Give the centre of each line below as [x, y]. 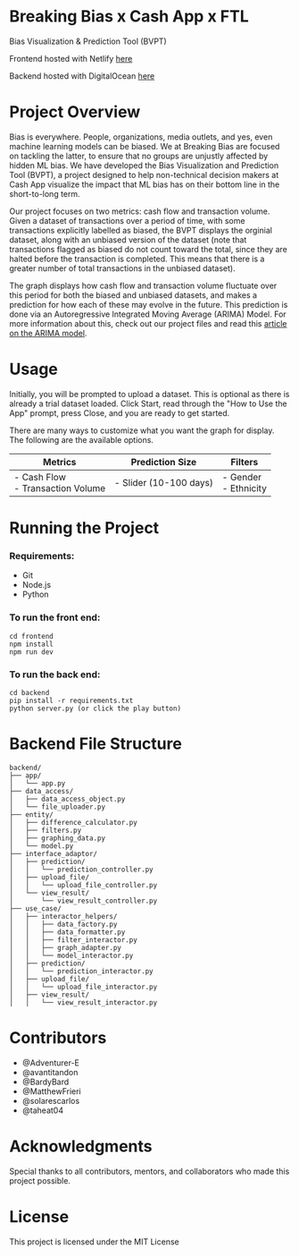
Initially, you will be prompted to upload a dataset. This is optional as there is [149, 394]
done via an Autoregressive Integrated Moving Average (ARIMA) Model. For [148, 314]
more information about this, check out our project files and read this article [148, 323]
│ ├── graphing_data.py [57, 838]
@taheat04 [43, 1110]
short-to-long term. [45, 193]
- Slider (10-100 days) [164, 482]
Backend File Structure [96, 744]
